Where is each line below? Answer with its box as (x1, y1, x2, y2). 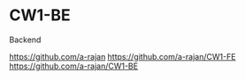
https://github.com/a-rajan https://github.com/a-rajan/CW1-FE (9, 51, 236, 62)
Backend (9, 34, 42, 45)
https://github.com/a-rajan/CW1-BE (9, 61, 139, 71)
